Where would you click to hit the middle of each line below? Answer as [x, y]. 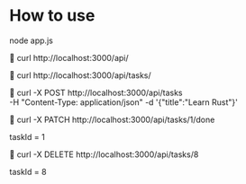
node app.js [32, 40]
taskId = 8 [28, 171]
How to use [52, 16]
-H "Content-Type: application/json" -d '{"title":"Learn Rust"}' [124, 102]
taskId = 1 [27, 136]
